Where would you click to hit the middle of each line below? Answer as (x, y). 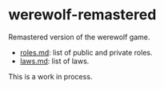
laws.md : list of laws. (54, 61)
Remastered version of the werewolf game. (79, 37)
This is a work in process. (50, 76)
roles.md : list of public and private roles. (86, 52)
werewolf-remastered (82, 15)
